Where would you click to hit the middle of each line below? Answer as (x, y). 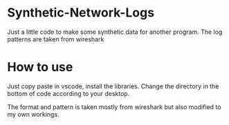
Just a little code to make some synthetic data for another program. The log (115, 32)
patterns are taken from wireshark (56, 39)
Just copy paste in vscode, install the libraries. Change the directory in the (113, 86)
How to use (40, 67)
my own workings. (34, 114)
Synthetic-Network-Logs (81, 13)
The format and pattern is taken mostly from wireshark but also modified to (114, 107)
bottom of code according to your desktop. (68, 93)
